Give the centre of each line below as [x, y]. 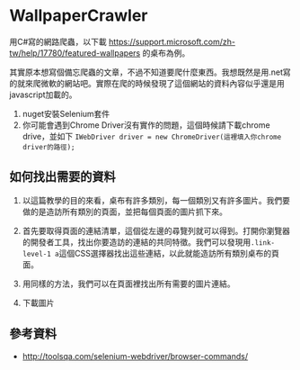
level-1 [36, 254]
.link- [263, 243]
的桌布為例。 [166, 53]
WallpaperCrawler [79, 16]
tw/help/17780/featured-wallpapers [75, 53]
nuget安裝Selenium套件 [66, 113]
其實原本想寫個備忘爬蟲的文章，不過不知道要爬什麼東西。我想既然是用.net [146, 72]
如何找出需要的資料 [62, 177]
